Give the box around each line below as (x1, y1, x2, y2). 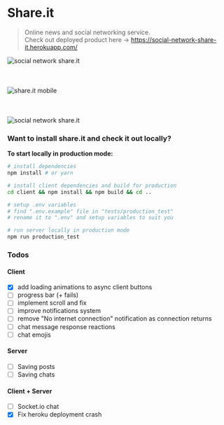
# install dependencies (7, 163, 77, 170)
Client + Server (7, 386, 52, 395)
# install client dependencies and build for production (7, 182, 177, 189)
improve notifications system (17, 307, 101, 315)
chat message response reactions (17, 322, 115, 330)
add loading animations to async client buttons (17, 283, 153, 291)
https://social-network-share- (130, 35, 217, 43)
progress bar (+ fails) (17, 291, 79, 299)
